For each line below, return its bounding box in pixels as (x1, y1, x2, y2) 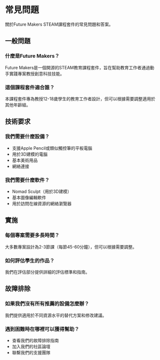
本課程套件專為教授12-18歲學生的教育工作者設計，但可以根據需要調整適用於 (5, 95, 156, 102)
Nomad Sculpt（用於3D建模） (12, 188, 72, 194)
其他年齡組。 (5, 102, 30, 108)
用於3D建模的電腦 (12, 151, 48, 157)
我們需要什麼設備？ (5, 133, 50, 140)
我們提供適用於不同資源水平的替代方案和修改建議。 (5, 312, 107, 318)
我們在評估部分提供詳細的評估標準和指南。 (5, 269, 90, 275)
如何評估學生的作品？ (5, 257, 55, 264)
